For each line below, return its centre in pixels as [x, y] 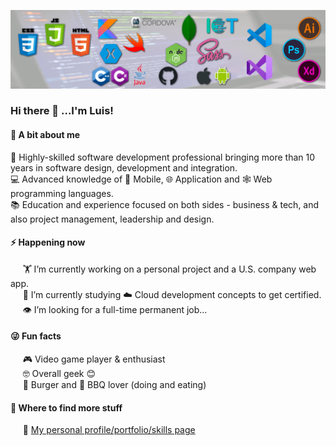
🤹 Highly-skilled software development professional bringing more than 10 [163, 157]
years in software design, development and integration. [124, 167]
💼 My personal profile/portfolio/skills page [109, 430]
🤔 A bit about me [45, 135]
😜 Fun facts [36, 336]
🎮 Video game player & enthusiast [94, 359]
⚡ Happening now [48, 242]
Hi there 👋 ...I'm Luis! [62, 111]
